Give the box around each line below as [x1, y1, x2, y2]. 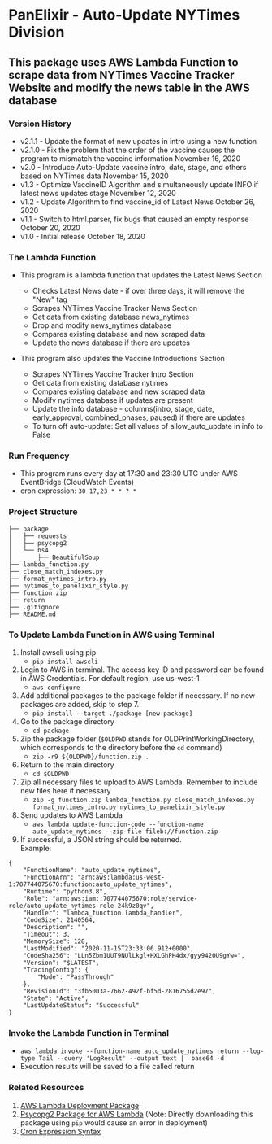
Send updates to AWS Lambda [19, 810, 123, 820]
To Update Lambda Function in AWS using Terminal [8, 629, 215, 640]
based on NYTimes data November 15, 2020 [19, 171, 169, 181]
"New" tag [32, 295, 67, 304]
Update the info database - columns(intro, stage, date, [32, 404, 215, 414]
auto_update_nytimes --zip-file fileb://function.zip [32, 827, 218, 836]
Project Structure [8, 506, 78, 517]
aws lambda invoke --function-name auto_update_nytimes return [19, 1047, 240, 1055]
